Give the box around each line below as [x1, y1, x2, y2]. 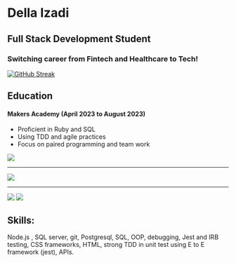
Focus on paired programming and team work [17, 140, 150, 149]
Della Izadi [7, 5, 70, 21]
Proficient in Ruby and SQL [17, 125, 96, 134]
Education [7, 90, 53, 102]
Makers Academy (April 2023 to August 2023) [7, 109, 146, 118]
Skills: [7, 214, 35, 226]
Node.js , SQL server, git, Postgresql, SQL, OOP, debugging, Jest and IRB [7, 233, 219, 241]
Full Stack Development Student [7, 33, 151, 45]
